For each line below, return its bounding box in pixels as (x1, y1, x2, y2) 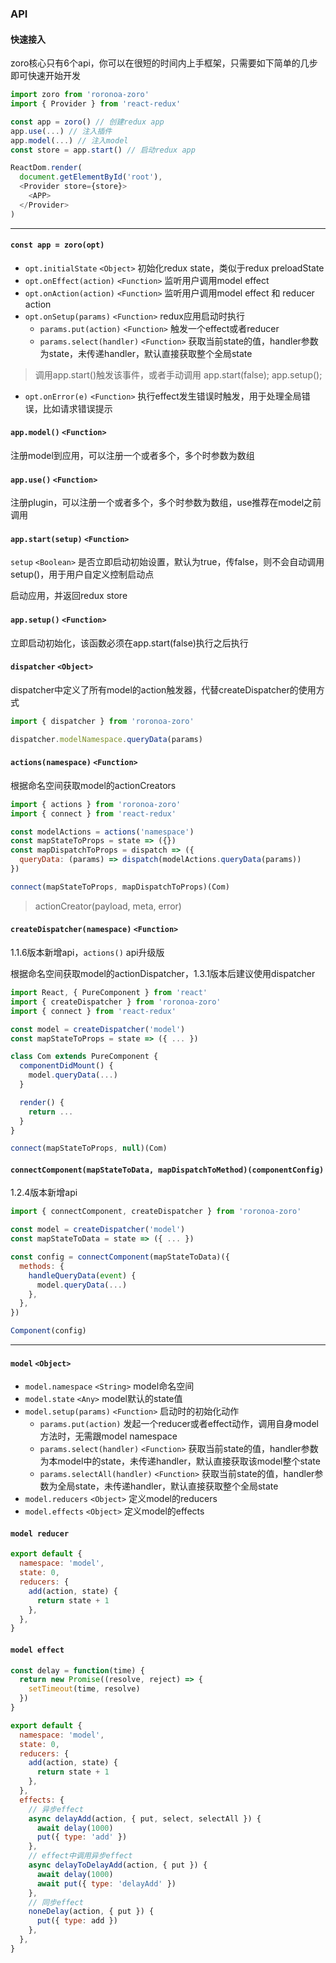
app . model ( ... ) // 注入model (10, 135, 129, 146)
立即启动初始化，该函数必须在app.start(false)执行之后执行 (10, 637, 249, 649)
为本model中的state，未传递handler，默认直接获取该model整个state (39, 1455, 321, 1467)
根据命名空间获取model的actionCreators (10, 779, 177, 791)
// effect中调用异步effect (28, 1851, 133, 1861)
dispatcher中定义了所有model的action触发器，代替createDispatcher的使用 (10, 683, 317, 696)
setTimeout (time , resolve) (28, 1684, 141, 1694)
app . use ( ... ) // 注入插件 (10, 126, 113, 136)
